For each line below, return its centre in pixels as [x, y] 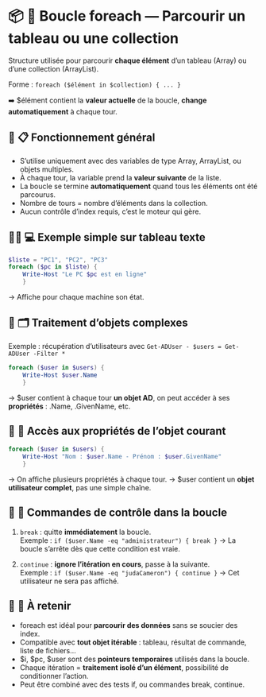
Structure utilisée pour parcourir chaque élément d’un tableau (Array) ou [127, 60]
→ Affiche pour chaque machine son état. [76, 297]
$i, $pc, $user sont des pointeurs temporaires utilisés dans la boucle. [135, 659]
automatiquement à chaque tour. [63, 111]
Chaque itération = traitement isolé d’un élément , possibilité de [124, 667]
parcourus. [38, 194]
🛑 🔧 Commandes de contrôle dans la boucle [118, 513]
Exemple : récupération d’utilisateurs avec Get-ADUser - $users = [115, 346]
